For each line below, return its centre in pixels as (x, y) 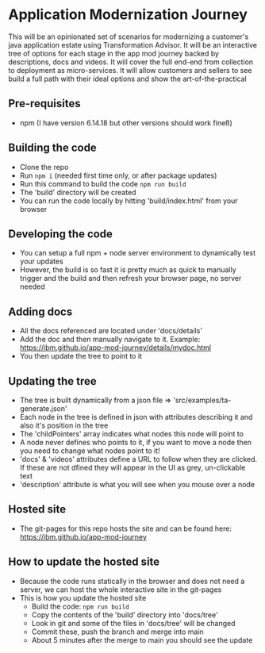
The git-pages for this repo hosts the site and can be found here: (126, 528)
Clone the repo (44, 167)
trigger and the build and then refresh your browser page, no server (131, 278)
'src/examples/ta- (202, 400)
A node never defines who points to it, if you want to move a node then (136, 442)
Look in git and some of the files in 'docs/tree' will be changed (133, 623)
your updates (41, 261)
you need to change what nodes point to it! (90, 451)
